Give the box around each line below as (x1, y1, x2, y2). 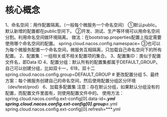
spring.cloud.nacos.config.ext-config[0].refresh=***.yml (5, 106, 121, 112)
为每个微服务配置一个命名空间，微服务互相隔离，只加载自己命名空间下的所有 (5, 47, 162, 53)
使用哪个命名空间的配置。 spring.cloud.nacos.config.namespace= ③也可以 (5, 40, 161, 46)
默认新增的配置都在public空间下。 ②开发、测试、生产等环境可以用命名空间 (5, 28, 160, 34)
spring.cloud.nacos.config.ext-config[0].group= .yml (5, 101, 118, 107)
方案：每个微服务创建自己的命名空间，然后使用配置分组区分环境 (5, 77, 136, 83)
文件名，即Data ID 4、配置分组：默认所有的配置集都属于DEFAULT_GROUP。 (5, 59, 161, 65)
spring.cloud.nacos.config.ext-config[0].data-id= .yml (5, 95, 115, 102)
